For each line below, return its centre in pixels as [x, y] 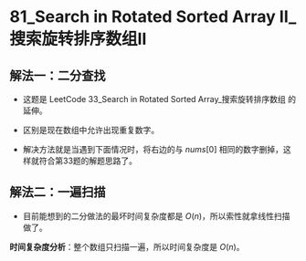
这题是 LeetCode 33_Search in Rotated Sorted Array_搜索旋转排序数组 [154, 99]
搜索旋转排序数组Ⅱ [78, 39]
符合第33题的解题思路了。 [88, 161]
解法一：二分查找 [58, 75]
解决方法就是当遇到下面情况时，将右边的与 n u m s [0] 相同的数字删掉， [153, 149]
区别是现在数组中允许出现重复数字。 [91, 130]
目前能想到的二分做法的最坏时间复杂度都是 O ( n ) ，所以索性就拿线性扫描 [156, 215]
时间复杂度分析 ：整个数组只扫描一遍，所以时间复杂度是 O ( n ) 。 [127, 246]
